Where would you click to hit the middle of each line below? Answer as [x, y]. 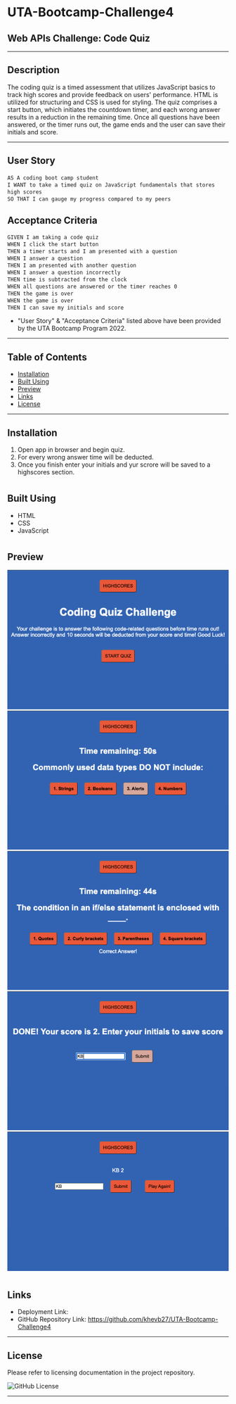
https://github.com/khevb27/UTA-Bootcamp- [153, 1320]
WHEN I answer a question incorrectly [64, 273]
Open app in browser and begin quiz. [71, 450]
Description [33, 70]
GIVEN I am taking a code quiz [53, 238]
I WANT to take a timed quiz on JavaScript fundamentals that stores [111, 185]
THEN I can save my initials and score [66, 308]
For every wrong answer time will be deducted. [86, 457]
